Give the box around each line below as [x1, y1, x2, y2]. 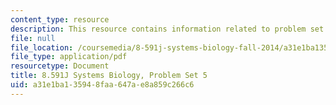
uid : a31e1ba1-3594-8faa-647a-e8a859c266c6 [10, 80, 195, 90]
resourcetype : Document [10, 61, 110, 71]
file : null [10, 33, 56, 43]
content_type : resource [10, 14, 110, 25]
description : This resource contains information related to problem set [10, 24, 325, 34]
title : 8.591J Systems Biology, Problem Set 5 [10, 71, 208, 81]
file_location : [10, 42, 74, 53]
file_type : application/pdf [10, 52, 128, 62]
